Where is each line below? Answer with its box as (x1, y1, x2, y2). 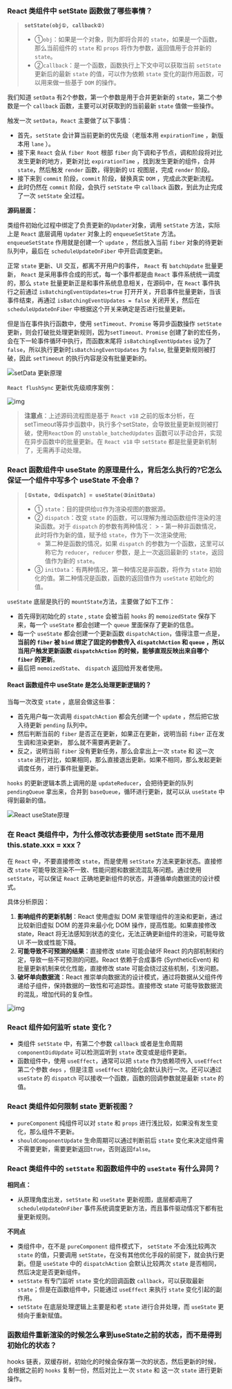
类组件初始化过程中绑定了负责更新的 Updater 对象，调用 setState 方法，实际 (7, 221, 221, 230)
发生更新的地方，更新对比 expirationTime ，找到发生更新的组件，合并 (17, 157, 215, 165)
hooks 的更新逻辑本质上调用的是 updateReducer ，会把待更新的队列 (7, 779, 193, 787)
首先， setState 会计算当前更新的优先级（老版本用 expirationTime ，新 (17, 131, 218, 140)
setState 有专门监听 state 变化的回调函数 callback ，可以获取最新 (17, 1276, 204, 1285)
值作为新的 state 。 (44, 557, 99, 565)
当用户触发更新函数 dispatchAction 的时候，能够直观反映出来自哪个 (17, 646, 209, 655)
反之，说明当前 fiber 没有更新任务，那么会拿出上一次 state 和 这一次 (17, 747, 215, 755)
